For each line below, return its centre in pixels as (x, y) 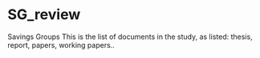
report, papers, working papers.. (61, 44)
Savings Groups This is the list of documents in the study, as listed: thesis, (130, 37)
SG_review (44, 15)
